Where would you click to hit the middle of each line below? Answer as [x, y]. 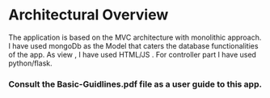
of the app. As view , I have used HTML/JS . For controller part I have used [133, 54]
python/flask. [30, 63]
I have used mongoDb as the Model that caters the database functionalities [133, 45]
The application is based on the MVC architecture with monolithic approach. [135, 37]
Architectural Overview [89, 15]
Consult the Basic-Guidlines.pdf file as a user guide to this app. [135, 84]
